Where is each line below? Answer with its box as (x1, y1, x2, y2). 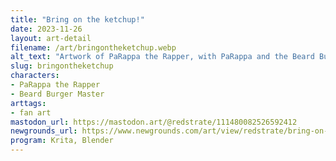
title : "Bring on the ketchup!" (10, 14, 145, 25)
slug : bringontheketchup (10, 61, 114, 71)
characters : (10, 71, 60, 81)
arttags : (10, 98, 47, 108)
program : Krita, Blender (10, 136, 114, 146)
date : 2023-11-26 (10, 24, 83, 34)
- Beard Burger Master (10, 89, 105, 99)
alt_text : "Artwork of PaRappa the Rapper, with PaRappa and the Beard (10, 52, 315, 62)
